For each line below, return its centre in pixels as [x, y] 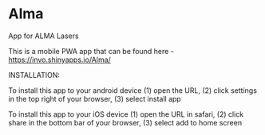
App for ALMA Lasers [44, 36]
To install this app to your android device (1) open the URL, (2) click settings [133, 90]
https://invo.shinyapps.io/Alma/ [60, 60]
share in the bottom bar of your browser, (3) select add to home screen [125, 122]
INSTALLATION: [34, 75]
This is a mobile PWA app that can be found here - [91, 51]
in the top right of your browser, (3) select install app [95, 98]
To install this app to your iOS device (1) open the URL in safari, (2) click [126, 114]
